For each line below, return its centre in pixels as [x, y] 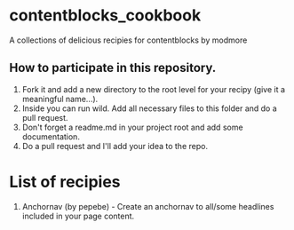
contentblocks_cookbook [105, 16]
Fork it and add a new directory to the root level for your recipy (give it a [154, 89]
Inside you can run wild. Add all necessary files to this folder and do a [149, 108]
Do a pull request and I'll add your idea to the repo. [115, 146]
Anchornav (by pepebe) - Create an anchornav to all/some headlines [148, 206]
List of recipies [65, 182]
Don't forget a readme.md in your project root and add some [132, 127]
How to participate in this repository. [113, 68]
